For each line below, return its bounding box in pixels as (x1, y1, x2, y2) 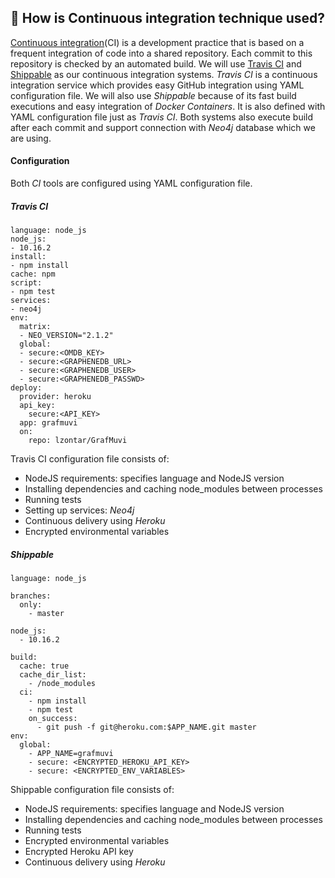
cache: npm (10, 269, 56, 279)
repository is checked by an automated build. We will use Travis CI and (10, 57, 302, 70)
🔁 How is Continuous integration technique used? (10, 10, 326, 27)
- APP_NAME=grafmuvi (28, 748, 114, 758)
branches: (10, 591, 52, 601)
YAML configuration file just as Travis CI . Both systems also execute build (10, 111, 314, 123)
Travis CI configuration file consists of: (10, 452, 170, 465)
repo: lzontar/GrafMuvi (28, 435, 128, 445)
